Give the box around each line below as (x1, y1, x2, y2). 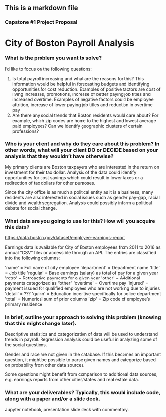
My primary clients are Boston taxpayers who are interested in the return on (5, 164, 160, 170)
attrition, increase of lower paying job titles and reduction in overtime (12, 101, 153, 108)
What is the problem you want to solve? (5, 54, 102, 61)
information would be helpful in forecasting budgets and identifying (12, 81, 150, 87)
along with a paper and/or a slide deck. (5, 395, 100, 402)
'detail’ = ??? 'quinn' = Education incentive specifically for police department (5, 291, 161, 297)
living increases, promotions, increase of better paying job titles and (12, 91, 151, 97)
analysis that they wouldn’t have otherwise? (5, 153, 114, 160)
